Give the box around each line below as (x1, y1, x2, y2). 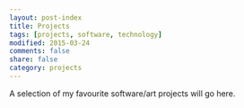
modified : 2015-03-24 (9, 38, 91, 48)
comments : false (9, 47, 70, 56)
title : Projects (9, 22, 70, 31)
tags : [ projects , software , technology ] (9, 30, 163, 39)
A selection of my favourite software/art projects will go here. (9, 87, 236, 99)
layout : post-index (9, 13, 83, 22)
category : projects (9, 64, 83, 73)
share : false (9, 55, 58, 64)
